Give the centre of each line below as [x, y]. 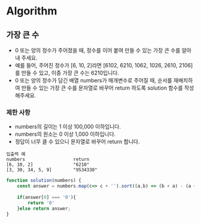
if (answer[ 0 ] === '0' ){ [47, 197]
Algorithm [32, 11]
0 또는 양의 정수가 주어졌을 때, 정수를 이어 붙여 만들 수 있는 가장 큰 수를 [98, 50]
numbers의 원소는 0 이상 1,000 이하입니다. [65, 134]
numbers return [48, 160]
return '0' [41, 203]
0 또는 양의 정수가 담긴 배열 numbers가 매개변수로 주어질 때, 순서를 [93, 80]
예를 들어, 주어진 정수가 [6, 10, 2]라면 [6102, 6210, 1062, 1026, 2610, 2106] [104, 65]
